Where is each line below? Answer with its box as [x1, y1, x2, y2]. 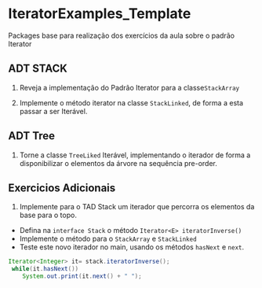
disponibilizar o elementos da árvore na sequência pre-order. [19, 158, 217, 168]
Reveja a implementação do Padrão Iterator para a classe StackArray [19, 83, 240, 92]
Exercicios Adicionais [8, 181, 116, 194]
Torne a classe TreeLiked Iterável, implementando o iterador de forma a [19, 150, 251, 160]
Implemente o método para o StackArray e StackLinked [19, 234, 198, 244]
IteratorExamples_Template [8, 5, 191, 23]
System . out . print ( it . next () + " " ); [22, 272, 143, 280]
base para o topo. [19, 210, 77, 220]
